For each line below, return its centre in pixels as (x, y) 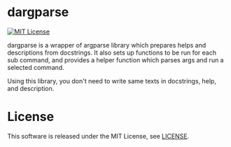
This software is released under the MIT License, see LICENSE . (98, 136)
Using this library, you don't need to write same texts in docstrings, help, (112, 80)
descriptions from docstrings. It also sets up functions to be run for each (112, 52)
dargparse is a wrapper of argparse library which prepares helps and (107, 45)
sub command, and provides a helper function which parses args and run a (115, 59)
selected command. (36, 67)
